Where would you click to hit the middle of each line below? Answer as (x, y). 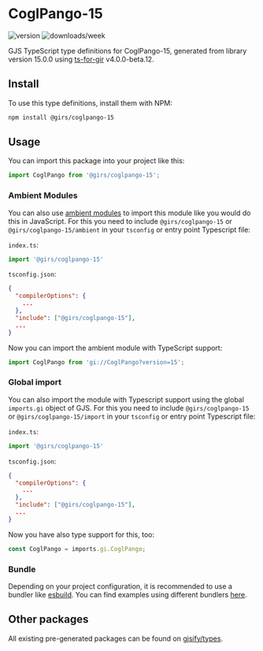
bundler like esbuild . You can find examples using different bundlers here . (128, 594)
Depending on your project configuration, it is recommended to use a (120, 586)
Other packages (48, 619)
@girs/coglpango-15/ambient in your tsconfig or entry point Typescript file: (129, 229)
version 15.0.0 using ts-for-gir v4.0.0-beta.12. (81, 59)
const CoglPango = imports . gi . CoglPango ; (77, 549)
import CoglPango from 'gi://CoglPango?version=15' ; (96, 362)
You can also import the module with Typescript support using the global (126, 400)
